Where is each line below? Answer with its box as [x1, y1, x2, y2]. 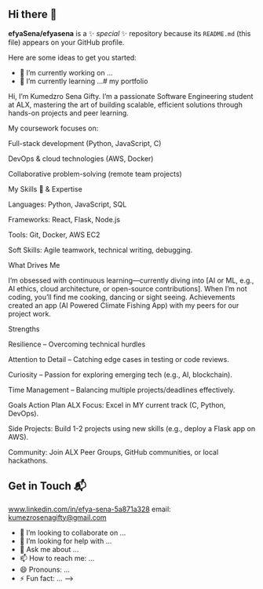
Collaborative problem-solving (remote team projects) [8, 169, 182, 178]
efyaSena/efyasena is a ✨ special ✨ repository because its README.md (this [8, 28, 251, 38]
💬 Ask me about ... [19, 544, 79, 554]
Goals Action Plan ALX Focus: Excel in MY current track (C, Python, [8, 400, 226, 409]
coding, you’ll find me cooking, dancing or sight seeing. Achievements [8, 292, 236, 302]
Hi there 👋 [8, 8, 57, 21]
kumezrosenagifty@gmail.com [8, 512, 108, 522]
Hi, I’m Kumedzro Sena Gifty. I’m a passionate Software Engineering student [8, 91, 254, 101]
